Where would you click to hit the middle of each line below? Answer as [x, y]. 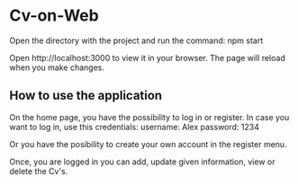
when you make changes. [57, 67]
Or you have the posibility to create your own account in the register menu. [148, 144]
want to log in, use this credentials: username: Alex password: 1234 [134, 127]
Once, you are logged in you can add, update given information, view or [142, 162]
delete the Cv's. [39, 171]
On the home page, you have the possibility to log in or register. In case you [149, 117]
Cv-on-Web [54, 16]
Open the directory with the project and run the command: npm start [136, 40]
